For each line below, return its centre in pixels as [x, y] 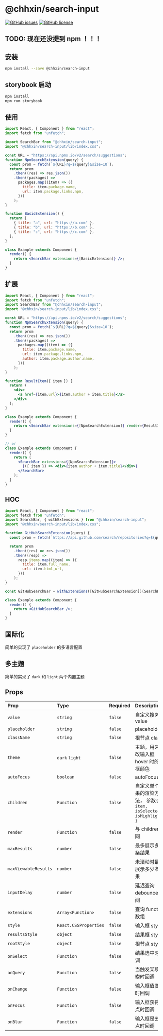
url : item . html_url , [43, 569]
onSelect [17, 957]
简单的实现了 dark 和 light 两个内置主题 [45, 676]
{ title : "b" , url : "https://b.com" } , [54, 228]
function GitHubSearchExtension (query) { [48, 533]
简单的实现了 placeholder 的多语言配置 [44, 647]
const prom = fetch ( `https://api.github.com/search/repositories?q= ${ [82, 538]
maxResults [20, 849]
